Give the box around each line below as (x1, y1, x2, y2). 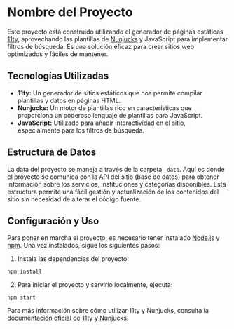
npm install (7, 268, 42, 276)
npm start (7, 294, 36, 302)
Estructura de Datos (7, 147, 97, 159)
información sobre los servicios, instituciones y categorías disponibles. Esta (7, 180, 226, 188)
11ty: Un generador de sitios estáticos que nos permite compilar (17, 88, 203, 97)
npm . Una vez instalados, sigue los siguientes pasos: (7, 241, 160, 250)
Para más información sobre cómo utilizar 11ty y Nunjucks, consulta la (7, 307, 209, 315)
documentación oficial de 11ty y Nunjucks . (7, 314, 129, 323)
